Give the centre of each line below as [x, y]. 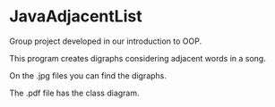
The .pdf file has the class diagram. [75, 93]
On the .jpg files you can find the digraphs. [88, 75]
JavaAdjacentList [76, 16]
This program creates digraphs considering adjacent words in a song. [137, 58]
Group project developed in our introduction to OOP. [106, 41]
